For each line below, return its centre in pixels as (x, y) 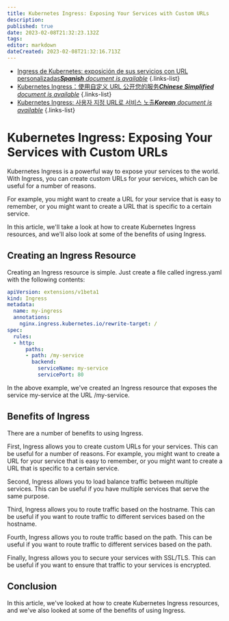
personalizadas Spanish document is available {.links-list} (98, 78)
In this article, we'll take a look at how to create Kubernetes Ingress (102, 227)
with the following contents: (46, 279)
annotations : (32, 318)
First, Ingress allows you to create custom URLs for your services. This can (113, 446)
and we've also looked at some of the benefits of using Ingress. (96, 610)
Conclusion (32, 586)
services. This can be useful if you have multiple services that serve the (108, 489)
